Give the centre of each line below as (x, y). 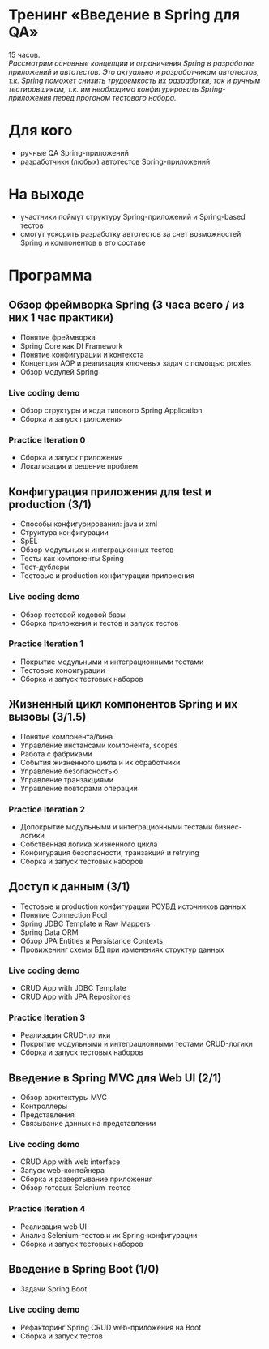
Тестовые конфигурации (62, 670)
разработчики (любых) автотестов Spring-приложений (115, 161)
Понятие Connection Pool (64, 914)
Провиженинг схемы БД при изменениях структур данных (122, 949)
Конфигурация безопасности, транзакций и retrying (110, 852)
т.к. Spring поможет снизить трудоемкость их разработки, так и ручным (134, 80)
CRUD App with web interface (70, 1162)
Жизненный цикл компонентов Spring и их (123, 704)
